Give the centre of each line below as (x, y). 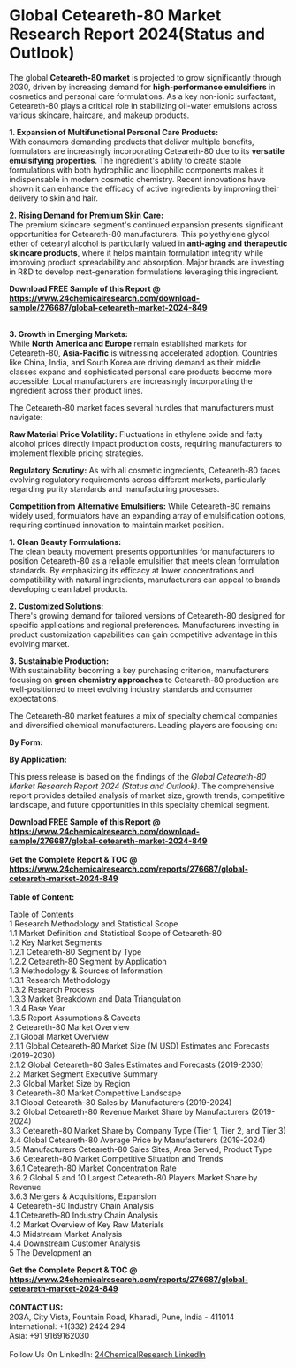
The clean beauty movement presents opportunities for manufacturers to (142, 551)
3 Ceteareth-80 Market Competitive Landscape (95, 1093)
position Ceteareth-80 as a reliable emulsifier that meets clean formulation (144, 561)
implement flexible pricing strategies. (76, 453)
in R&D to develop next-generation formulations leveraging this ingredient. (144, 272)
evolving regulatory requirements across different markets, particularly (138, 480)
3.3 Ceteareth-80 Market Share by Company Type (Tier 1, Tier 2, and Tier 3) (148, 1130)
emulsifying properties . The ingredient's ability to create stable (125, 160)
